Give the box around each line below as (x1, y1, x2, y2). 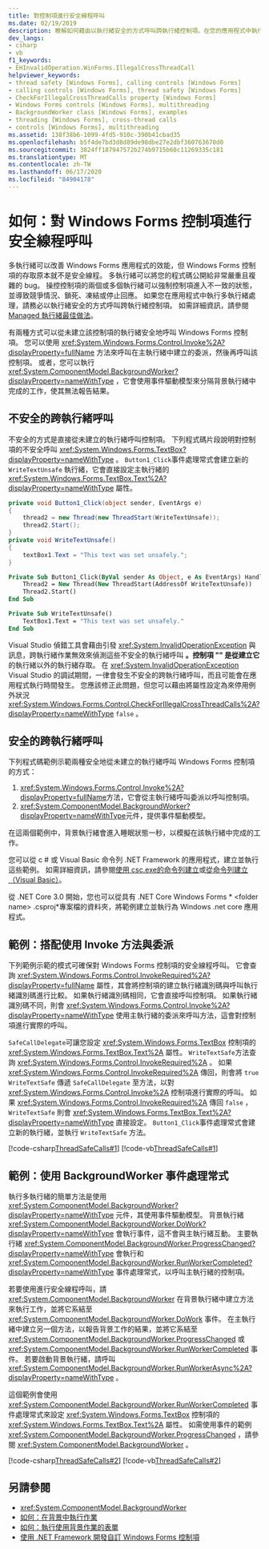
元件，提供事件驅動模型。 (125, 811, 211, 821)
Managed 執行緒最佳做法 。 (8, 310, 98, 320)
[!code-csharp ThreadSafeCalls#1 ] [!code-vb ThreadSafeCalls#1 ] (8, 1144, 219, 1154)
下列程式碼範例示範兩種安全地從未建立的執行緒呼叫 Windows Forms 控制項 (8, 757, 255, 767)
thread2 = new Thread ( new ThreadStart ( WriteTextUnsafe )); (22, 514, 220, 522)
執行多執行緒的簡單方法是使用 (8, 1192, 106, 1202)
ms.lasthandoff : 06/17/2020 (8, 168, 102, 176)
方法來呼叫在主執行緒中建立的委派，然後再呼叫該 (95, 347, 258, 357)
